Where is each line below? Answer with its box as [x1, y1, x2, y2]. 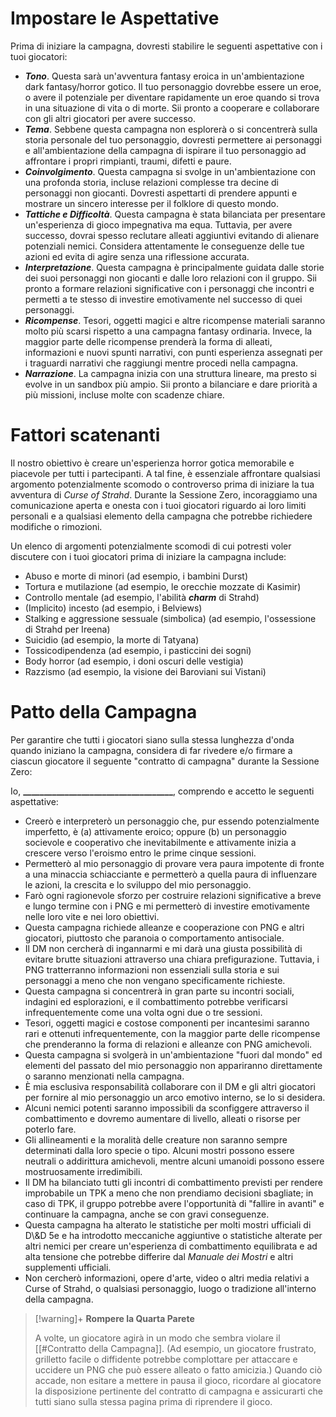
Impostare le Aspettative [10, 7, 220, 30]
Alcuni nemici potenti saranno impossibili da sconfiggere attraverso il [24, 1102, 310, 1114]
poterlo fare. [24, 1123, 77, 1135]
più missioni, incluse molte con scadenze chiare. [24, 388, 225, 401]
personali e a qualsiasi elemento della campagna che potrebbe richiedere [10, 510, 313, 522]
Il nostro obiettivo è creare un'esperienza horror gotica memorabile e [10, 457, 295, 469]
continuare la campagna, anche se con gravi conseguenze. [24, 1208, 270, 1220]
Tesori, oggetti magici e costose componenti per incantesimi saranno [24, 1017, 310, 1029]
